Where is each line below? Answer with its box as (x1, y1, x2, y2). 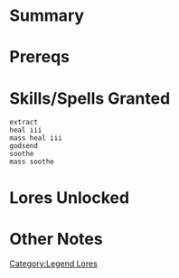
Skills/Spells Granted (9, 88, 171, 108)
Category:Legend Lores (9, 258, 98, 269)
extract (9, 118, 39, 127)
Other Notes (9, 228, 103, 249)
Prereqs (9, 47, 71, 68)
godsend (9, 142, 39, 151)
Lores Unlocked (9, 187, 129, 208)
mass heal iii (9, 134, 63, 143)
